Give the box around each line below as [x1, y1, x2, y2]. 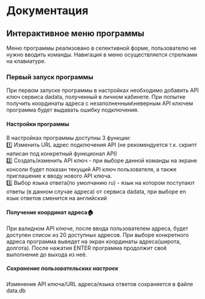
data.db [6, 287, 26, 294]
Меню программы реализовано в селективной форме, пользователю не [6, 44, 197, 52]
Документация [6, 4, 89, 18]
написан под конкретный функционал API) [6, 150, 117, 157]
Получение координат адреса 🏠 [6, 209, 94, 216]
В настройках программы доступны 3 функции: [6, 134, 131, 141]
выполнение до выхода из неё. [6, 250, 88, 258]
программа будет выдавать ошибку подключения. [6, 106, 139, 114]
